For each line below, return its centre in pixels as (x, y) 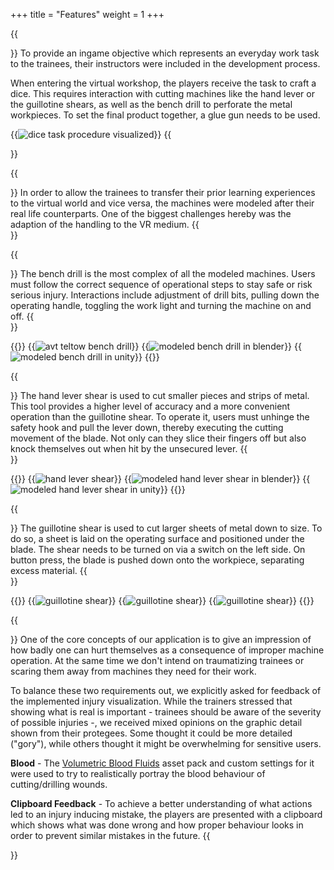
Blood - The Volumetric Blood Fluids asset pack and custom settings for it (162, 763)
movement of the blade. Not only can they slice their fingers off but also (158, 438)
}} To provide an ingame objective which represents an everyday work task (165, 53)
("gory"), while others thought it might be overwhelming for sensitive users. (166, 743)
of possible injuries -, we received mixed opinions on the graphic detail (156, 722)
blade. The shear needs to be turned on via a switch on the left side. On (158, 549)
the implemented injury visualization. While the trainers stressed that (151, 701)
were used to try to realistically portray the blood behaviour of (138, 773)
